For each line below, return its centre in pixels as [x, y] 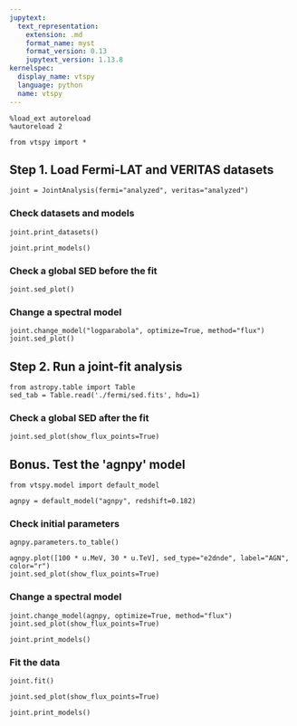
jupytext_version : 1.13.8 [75, 60]
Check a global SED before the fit [83, 271]
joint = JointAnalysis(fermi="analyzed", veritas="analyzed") [129, 191]
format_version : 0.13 [66, 52]
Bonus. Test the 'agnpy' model [97, 464]
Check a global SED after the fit [79, 417]
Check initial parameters [65, 524]
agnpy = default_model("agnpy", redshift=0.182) [103, 502]
